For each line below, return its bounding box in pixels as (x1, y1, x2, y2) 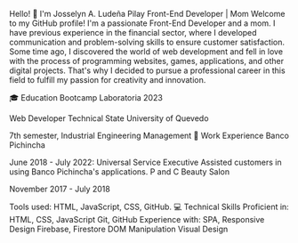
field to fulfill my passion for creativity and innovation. (9, 75, 206, 85)
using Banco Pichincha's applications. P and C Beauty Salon (9, 166, 230, 177)
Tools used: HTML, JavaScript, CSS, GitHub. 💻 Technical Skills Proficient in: (9, 201, 289, 212)
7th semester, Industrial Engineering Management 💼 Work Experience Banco (9, 130, 289, 141)
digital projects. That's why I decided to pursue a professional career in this (9, 65, 286, 76)
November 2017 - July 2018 (9, 183, 111, 194)
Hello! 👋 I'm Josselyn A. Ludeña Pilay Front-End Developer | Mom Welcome (9, 9, 286, 19)
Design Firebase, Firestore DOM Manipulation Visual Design (9, 223, 229, 234)
